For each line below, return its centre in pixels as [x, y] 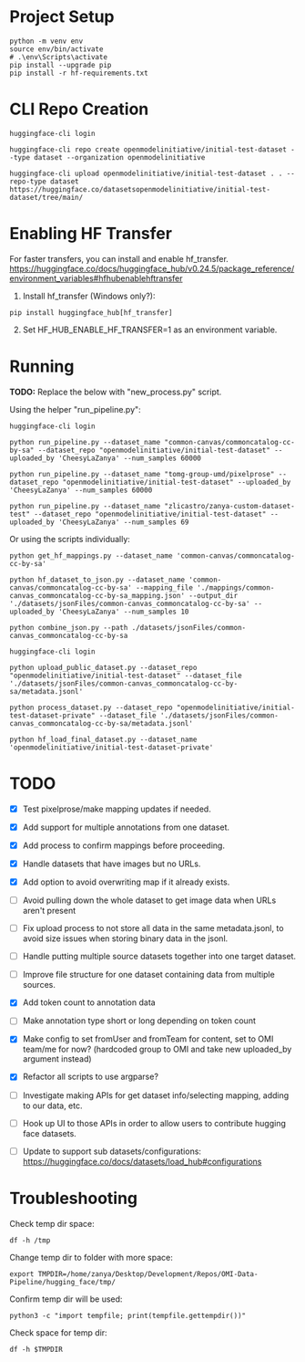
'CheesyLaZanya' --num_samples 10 [123, 612]
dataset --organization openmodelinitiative [119, 157]
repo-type [28, 181]
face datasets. [50, 1133]
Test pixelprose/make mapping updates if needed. [117, 809]
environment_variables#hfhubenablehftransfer [97, 278]
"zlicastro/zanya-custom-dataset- [230, 506]
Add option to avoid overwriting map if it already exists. [126, 882]
